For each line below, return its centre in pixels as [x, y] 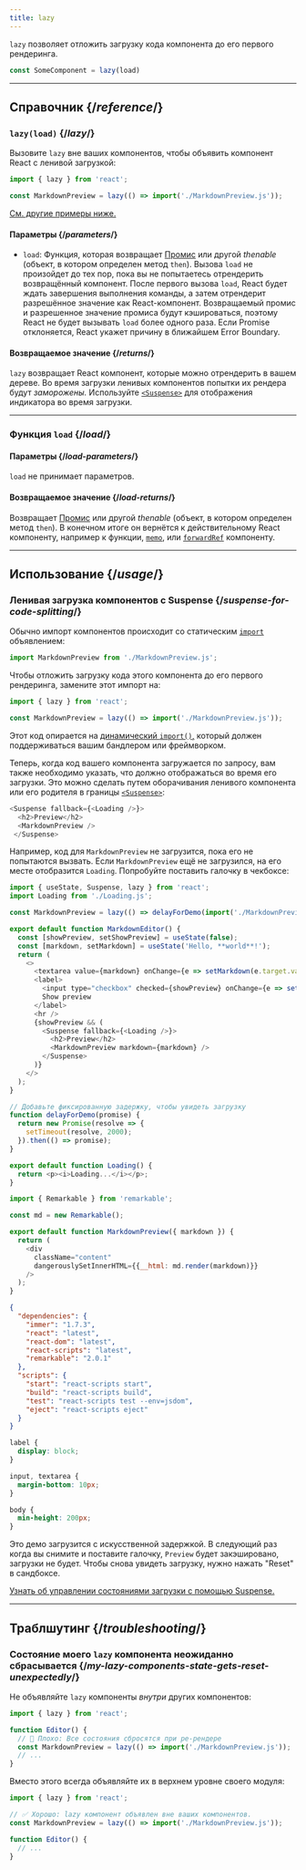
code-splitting [42, 611]
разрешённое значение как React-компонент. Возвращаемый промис [159, 303]
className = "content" [72, 1257]
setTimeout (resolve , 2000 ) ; [79, 1132]
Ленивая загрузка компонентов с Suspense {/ [117, 600]
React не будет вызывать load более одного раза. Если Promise [146, 322]
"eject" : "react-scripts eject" [87, 1409]
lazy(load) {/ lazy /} [52, 133]
